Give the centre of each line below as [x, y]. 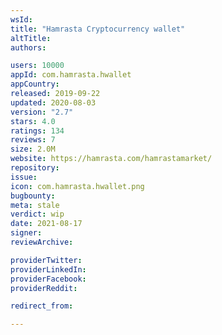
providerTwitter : [46, 260]
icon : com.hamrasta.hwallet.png [77, 186]
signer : [26, 233]
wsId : [21, 19]
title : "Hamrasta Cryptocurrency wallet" [98, 29]
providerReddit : [44, 288]
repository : [35, 168]
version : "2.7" [42, 112]
